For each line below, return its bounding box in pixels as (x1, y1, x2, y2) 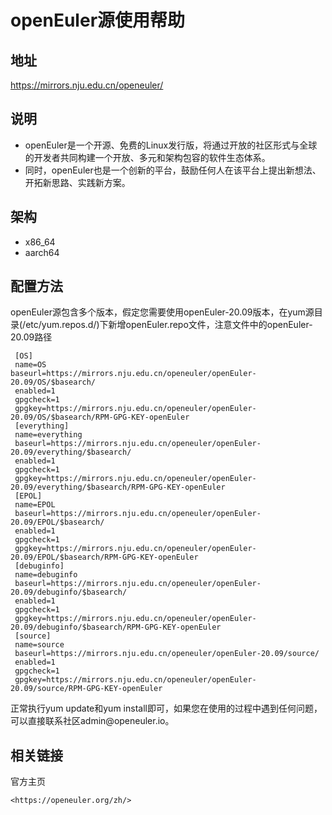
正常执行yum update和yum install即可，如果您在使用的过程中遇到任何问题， (10, 702, 323, 715)
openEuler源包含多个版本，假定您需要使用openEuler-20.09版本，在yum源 (10, 306, 315, 318)
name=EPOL (14, 500, 56, 510)
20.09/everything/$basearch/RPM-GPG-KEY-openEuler (10, 482, 226, 493)
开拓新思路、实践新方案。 (24, 176, 131, 188)
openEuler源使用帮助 (10, 9, 186, 32)
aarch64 (24, 246, 60, 258)
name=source (14, 640, 65, 650)
